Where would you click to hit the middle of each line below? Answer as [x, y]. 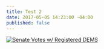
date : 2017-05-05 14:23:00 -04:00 [50, 17]
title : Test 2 [24, 12]
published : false [28, 23]
